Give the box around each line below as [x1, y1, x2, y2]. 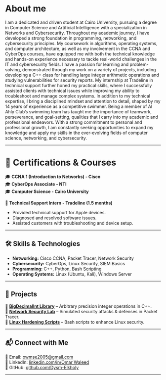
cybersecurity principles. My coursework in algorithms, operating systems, [5, 40, 158, 46]
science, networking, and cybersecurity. [5, 135, 87, 141]
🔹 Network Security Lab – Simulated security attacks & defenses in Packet [5, 308, 158, 314]
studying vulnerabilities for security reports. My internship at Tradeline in [5, 77, 153, 83]
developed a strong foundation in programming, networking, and [5, 35, 137, 41]
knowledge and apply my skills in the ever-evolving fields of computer [5, 130, 148, 136]
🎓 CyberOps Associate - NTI [5, 181, 67, 187]
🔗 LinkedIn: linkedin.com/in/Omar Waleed [5, 359, 89, 365]
